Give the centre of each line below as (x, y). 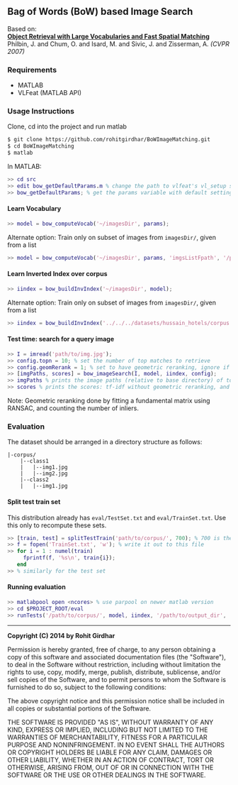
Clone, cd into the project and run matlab (67, 126)
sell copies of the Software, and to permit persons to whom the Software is (117, 679)
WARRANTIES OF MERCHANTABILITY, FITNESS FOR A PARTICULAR (107, 737)
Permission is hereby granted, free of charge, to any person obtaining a (112, 649)
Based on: (22, 28)
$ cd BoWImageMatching (41, 146)
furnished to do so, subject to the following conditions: (87, 687)
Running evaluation (36, 587)
